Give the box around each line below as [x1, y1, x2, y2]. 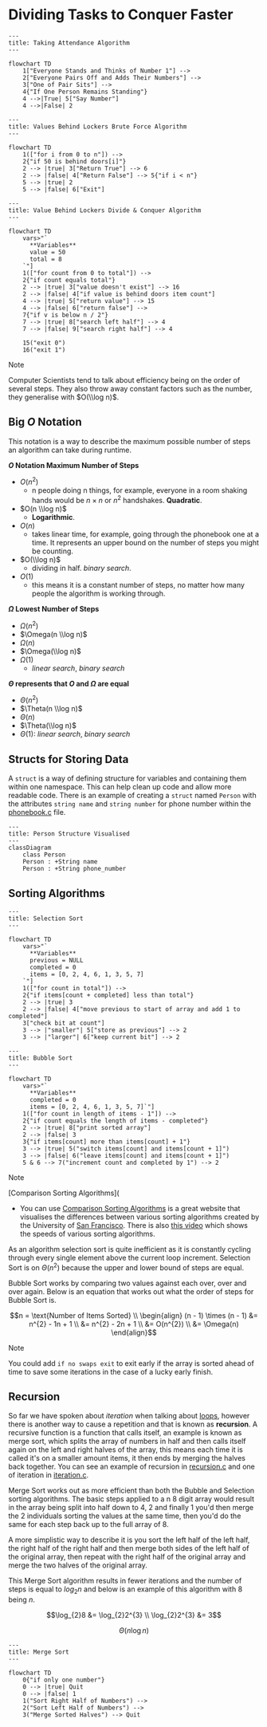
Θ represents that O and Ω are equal [8, 679, 130, 688]
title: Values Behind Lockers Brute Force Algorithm [8, 122, 187, 131]
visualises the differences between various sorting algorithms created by [19, 1212, 260, 1221]
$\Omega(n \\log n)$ [19, 629, 88, 639]
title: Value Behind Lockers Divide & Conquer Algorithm [8, 206, 202, 214]
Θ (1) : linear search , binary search [19, 730, 131, 739]
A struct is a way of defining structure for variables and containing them [8, 773, 247, 783]
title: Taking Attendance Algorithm [8, 38, 130, 47]
